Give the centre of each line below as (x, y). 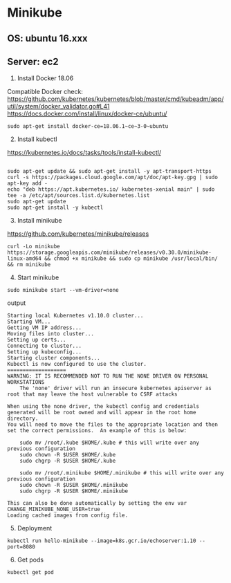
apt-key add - (28, 184)
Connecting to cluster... (44, 346)
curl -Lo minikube (34, 247)
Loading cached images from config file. (68, 516)
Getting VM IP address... (44, 328)
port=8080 (21, 547)
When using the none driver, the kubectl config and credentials (103, 407)
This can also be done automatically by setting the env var (97, 503)
